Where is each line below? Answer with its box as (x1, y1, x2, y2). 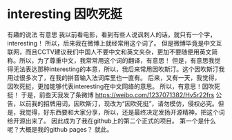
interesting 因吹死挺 (7, 6, 123, 22)
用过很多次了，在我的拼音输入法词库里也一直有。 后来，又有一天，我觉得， (7, 73, 221, 81)
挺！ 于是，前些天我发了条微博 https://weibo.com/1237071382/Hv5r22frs (7, 90, 215, 99)
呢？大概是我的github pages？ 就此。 (7, 125, 113, 133)
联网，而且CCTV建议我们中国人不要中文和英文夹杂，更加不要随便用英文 (7, 48, 212, 56)
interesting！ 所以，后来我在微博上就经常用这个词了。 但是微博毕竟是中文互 (7, 39, 222, 47)
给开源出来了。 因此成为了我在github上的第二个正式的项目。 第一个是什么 (7, 117, 216, 125)
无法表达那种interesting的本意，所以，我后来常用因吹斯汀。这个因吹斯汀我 (12, 65, 225, 73)
